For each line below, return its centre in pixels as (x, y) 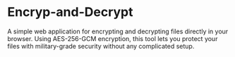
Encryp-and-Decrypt (70, 12)
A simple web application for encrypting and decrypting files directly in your (118, 31)
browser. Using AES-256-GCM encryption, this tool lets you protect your (113, 38)
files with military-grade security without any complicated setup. (101, 46)
